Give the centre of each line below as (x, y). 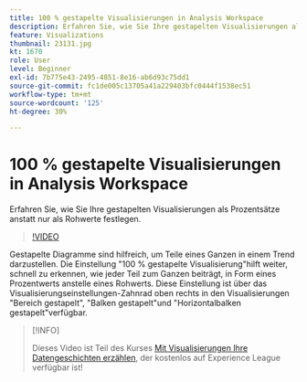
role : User (30, 60)
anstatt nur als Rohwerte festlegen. (75, 219)
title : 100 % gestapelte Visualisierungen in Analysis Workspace (136, 18)
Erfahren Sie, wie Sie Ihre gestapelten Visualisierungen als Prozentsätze (145, 209)
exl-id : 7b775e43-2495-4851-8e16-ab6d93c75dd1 (100, 78)
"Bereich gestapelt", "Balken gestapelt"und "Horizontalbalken (126, 303)
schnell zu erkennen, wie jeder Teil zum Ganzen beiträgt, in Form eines (143, 274)
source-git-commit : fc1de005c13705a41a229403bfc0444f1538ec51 (130, 86)
